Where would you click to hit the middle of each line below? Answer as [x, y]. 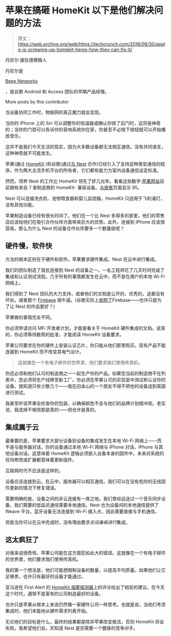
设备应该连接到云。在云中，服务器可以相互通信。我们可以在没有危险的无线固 [85, 481]
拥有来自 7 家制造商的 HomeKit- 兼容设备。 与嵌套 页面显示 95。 [76, 187]
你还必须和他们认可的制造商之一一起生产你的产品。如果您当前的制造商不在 [83, 373]
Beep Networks [22, 81]
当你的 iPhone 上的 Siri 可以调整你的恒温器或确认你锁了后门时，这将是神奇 [83, 123]
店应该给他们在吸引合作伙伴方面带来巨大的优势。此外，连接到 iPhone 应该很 [85, 222]
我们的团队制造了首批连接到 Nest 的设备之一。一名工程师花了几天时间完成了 [85, 270]
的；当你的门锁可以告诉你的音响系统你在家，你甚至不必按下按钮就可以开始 [83, 129]
